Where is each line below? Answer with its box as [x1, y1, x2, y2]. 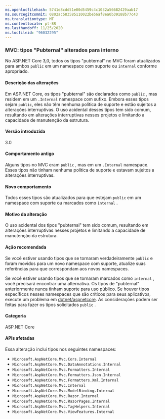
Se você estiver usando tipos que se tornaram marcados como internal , [5, 275, 155, 281]
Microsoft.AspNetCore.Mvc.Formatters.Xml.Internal [12, 377, 119, 383]
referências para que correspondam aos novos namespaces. [5, 265, 129, 271]
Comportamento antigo [5, 151, 54, 157]
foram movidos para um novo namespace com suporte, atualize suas [5, 261, 146, 266]
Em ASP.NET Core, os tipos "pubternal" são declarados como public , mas [5, 91, 157, 97]
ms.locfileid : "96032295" [5, 30, 58, 35]
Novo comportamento [5, 184, 51, 190]
